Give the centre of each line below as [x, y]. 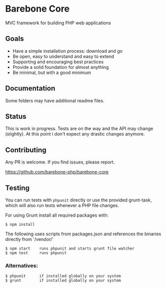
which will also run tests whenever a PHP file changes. [62, 205]
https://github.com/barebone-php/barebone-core [57, 172]
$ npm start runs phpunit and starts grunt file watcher [70, 249]
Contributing [26, 150]
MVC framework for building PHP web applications [58, 23]
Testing [17, 188]
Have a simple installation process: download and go [68, 51]
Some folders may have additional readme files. [55, 100]
